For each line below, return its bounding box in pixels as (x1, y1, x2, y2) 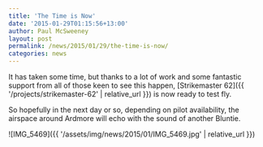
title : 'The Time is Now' (8, 11, 96, 20)
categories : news (8, 50, 67, 58)
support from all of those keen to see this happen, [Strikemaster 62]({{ (8, 80, 245, 90)
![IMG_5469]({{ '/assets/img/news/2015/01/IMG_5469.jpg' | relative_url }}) (8, 129, 256, 139)
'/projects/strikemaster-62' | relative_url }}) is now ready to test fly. (8, 89, 232, 98)
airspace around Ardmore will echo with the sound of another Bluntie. (8, 114, 241, 123)
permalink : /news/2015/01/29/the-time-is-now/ (8, 42, 169, 50)
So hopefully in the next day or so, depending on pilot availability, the (8, 105, 239, 115)
